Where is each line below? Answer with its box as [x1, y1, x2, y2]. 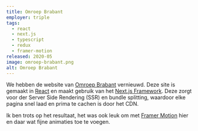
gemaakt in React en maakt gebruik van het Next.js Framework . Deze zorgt [6, 88, 192, 95]
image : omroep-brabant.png [6, 59, 74, 65]
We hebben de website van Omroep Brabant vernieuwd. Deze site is [6, 81, 176, 88]
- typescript [11, 37, 45, 43]
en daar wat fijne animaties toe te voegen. [6, 118, 110, 126]
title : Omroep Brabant [6, 8, 63, 15]
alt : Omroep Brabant [6, 64, 58, 71]
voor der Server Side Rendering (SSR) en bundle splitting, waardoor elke [6, 94, 186, 101]
